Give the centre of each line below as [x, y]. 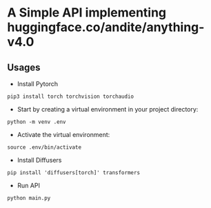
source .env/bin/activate [44, 147]
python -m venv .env [37, 122]
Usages [24, 67]
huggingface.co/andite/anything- [106, 27]
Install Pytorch [38, 84]
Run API [28, 185]
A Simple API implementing [87, 13]
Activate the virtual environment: [63, 135]
